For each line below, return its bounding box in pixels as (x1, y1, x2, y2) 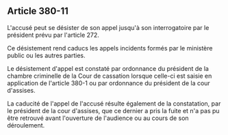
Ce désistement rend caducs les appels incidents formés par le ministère (7, 44, 213, 52)
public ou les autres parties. (7, 51, 86, 59)
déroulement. (7, 121, 45, 129)
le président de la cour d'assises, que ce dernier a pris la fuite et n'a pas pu (7, 106, 220, 115)
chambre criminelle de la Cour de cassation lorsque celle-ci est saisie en (7, 72, 212, 80)
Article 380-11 (7, 5, 68, 17)
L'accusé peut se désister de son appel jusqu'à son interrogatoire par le (7, 23, 210, 31)
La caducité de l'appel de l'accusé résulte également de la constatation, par (7, 99, 221, 108)
